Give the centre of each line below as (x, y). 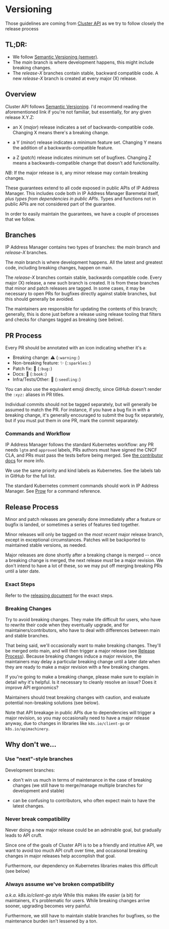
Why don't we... (31, 744)
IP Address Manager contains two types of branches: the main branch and (83, 247)
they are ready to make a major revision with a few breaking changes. (77, 667)
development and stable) (38, 790)
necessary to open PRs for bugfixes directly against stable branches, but (81, 294)
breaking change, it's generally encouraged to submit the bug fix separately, (85, 415)
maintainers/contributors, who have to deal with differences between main (82, 630)
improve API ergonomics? (32, 688)
